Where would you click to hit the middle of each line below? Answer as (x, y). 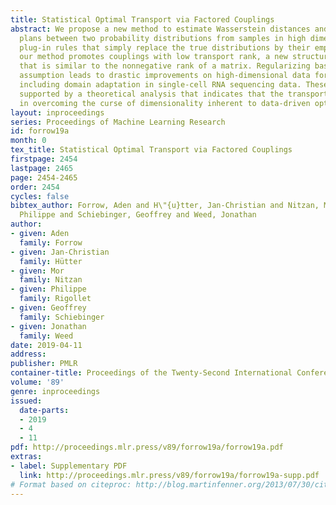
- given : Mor (37, 271)
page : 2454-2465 (44, 177)
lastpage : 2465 (42, 168)
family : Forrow (51, 242)
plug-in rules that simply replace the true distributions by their (165, 47)
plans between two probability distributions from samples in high (163, 38)
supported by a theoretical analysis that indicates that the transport (174, 94)
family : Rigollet (55, 299)
